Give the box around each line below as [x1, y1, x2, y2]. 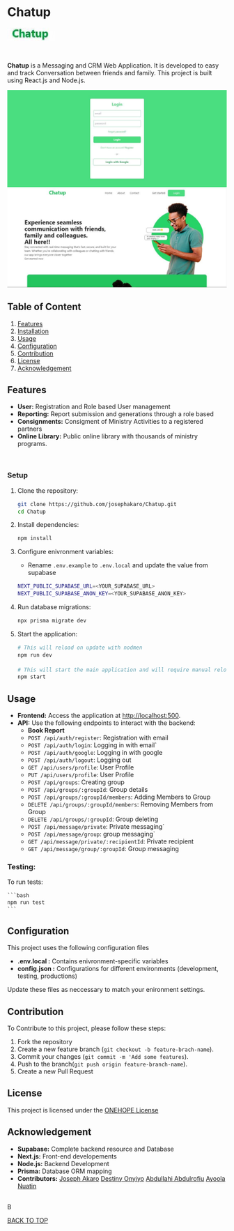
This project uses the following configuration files [7, 944, 150, 952]
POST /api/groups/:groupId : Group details [27, 786, 148, 794]
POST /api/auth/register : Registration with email [27, 733, 169, 742]
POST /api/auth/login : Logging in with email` [27, 741, 157, 749]
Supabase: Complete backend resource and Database [17, 1145, 174, 1153]
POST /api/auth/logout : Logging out [27, 756, 132, 764]
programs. [17, 440, 47, 448]
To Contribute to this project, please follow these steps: [7, 1024, 166, 1032]
